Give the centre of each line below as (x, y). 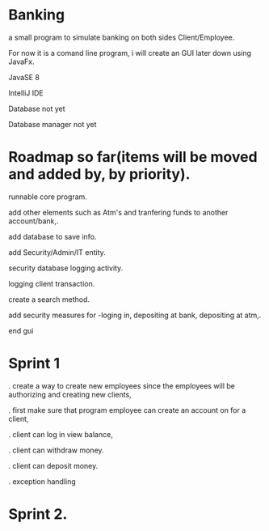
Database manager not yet (53, 124)
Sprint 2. (38, 514)
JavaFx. (21, 62)
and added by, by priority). (99, 174)
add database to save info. (53, 236)
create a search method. (49, 299)
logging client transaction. (52, 283)
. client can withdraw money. (56, 450)
